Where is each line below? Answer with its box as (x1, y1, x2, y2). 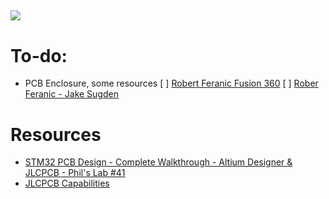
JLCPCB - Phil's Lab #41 (24, 167, 126, 179)
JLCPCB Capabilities (24, 177, 110, 190)
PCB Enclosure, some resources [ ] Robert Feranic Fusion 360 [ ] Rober (24, 77, 319, 90)
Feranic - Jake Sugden (24, 88, 119, 100)
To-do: (10, 44, 68, 67)
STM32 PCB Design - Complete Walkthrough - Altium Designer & (24, 156, 293, 168)
